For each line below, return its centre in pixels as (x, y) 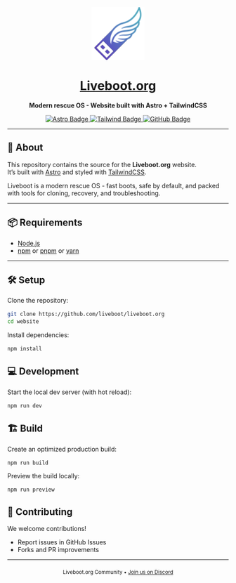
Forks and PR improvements (58, 550)
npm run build (28, 463)
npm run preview (31, 490)
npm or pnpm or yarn (48, 250)
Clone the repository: (38, 301)
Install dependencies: (38, 335)
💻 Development (43, 372)
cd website (23, 322)
